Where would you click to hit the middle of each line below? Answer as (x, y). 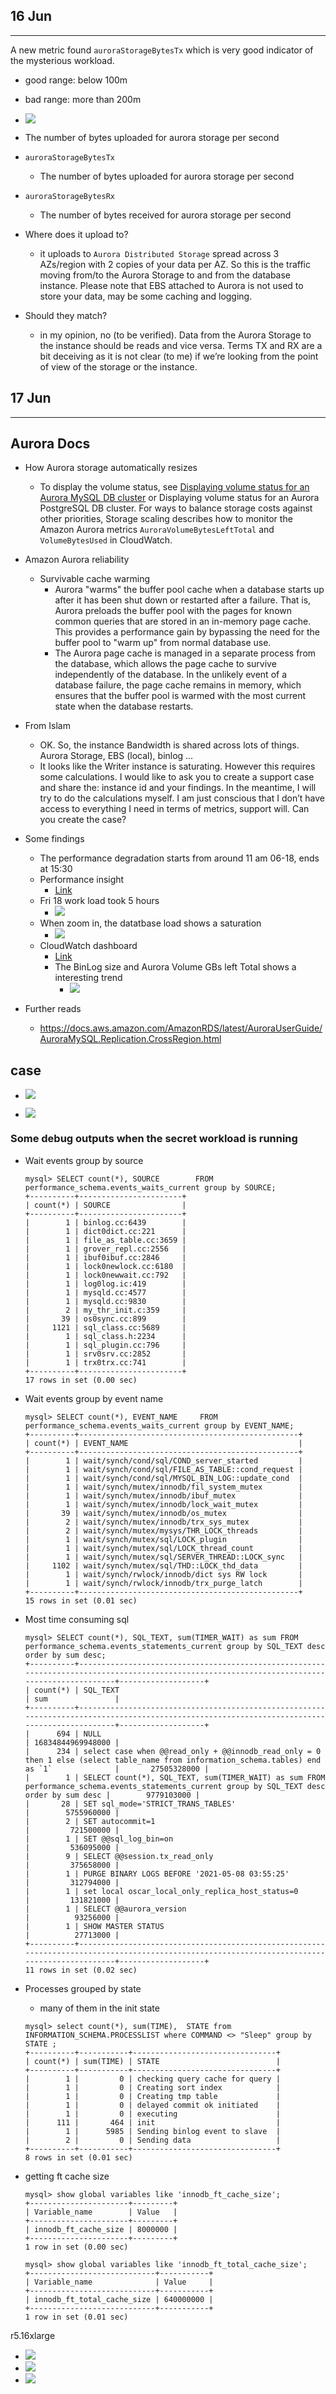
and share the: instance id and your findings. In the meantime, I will (178, 788)
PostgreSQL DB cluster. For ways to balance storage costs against (176, 508)
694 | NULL (79, 1734)
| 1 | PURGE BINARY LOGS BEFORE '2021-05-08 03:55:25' (157, 1874)
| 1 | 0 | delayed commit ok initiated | (152, 2105)
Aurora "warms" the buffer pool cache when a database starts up (189, 590)
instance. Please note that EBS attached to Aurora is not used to (171, 285)
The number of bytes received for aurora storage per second (165, 215)
